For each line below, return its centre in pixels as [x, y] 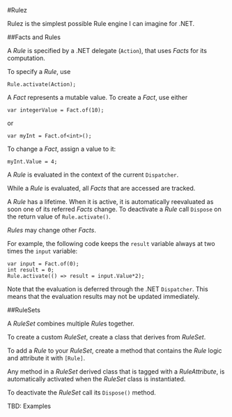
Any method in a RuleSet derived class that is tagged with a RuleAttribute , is [116, 372]
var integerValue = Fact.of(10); [56, 110]
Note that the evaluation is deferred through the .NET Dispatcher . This [108, 289]
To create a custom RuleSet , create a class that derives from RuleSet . [107, 337]
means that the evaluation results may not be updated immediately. [103, 297]
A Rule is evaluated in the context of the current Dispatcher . [93, 175]
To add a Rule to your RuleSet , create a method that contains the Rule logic [115, 351]
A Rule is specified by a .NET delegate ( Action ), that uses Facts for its [107, 51]
